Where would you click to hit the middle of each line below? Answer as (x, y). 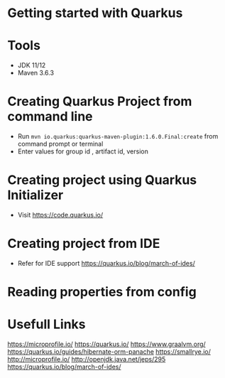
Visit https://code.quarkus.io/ (60, 215)
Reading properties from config (102, 292)
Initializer (35, 195)
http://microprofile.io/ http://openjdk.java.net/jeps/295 (87, 360)
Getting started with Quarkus (95, 13)
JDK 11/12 (32, 65)
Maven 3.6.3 (36, 73)
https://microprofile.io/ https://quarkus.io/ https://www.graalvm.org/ (106, 344)
